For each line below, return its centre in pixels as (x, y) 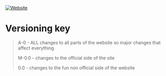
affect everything (36, 48)
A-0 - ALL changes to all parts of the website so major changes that (89, 42)
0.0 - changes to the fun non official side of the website (76, 68)
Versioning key (38, 29)
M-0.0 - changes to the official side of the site (66, 58)
